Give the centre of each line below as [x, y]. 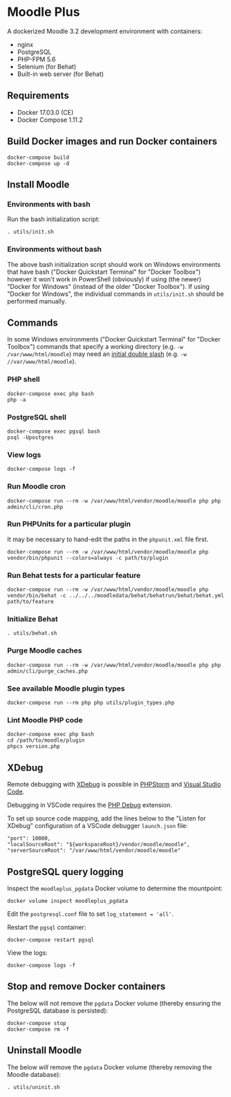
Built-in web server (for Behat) [61, 74]
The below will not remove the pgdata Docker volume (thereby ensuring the [114, 1003]
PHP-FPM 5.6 [36, 59]
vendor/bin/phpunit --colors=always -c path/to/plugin [88, 558]
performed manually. [37, 301]
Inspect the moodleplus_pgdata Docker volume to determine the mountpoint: [115, 888]
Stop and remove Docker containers [86, 987]
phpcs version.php [34, 747]
